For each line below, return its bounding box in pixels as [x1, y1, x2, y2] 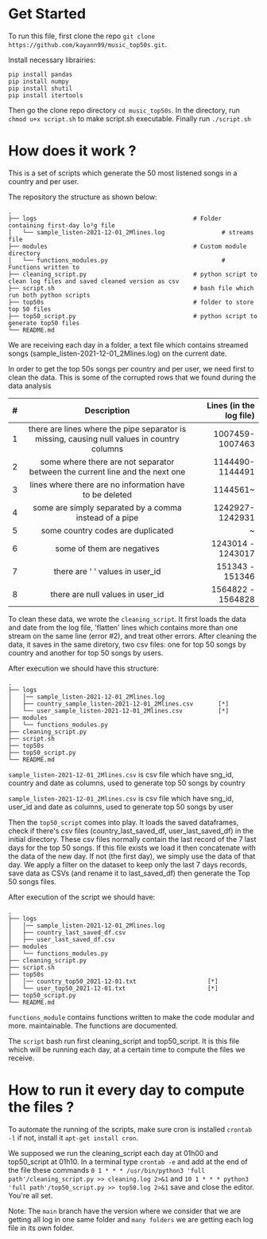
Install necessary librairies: [8, 55, 96, 65]
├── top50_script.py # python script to [8, 312, 258, 320]
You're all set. [8, 1190, 53, 1200]
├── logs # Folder [8, 214, 222, 222]
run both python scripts [8, 291, 91, 299]
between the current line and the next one [29, 466, 186, 477]
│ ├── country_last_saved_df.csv [8, 928, 126, 937]
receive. [8, 1053, 35, 1063]
